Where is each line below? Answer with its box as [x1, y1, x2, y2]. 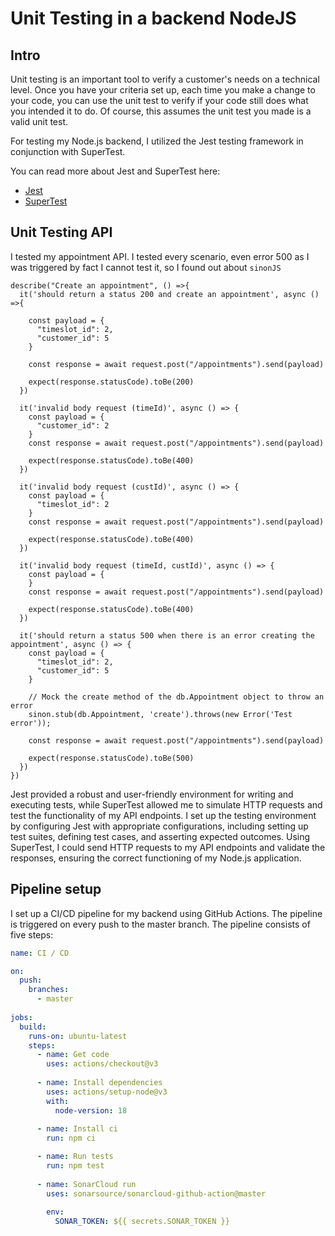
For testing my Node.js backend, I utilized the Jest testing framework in [10, 135, 304, 147]
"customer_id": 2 [36, 420, 110, 431]
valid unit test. [10, 116, 69, 127]
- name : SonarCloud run [36, 1179, 137, 1189]
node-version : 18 [54, 1105, 128, 1116]
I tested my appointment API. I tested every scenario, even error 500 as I [10, 250, 310, 262]
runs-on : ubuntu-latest [28, 1031, 128, 1041]
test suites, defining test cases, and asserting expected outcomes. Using [10, 830, 311, 842]
